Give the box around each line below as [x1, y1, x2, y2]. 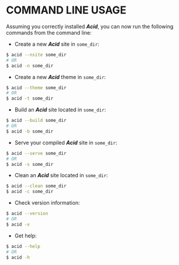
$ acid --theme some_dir [6, 84, 67, 91]
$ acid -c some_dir [6, 189, 54, 195]
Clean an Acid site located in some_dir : [14, 172, 108, 179]
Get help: [14, 232, 37, 239]
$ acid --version [6, 210, 49, 217]
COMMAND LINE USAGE [6, 4, 127, 17]
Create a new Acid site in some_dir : [14, 40, 99, 47]
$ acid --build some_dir [6, 118, 67, 124]
